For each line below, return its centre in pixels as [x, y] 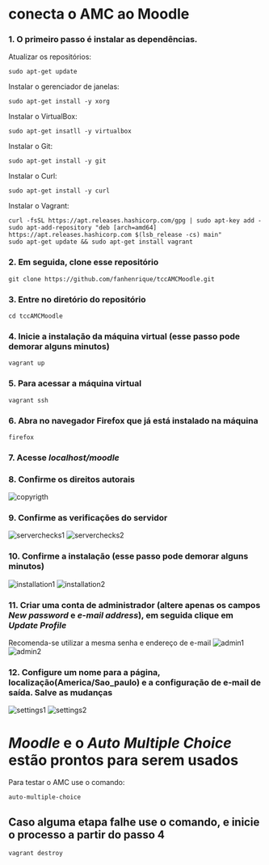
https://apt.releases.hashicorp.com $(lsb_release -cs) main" [115, 235]
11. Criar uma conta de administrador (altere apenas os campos [134, 605]
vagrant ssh [28, 400]
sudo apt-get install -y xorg [59, 102]
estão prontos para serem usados [124, 760]
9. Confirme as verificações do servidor [88, 518]
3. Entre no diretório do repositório [78, 299]
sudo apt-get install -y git [57, 161]
